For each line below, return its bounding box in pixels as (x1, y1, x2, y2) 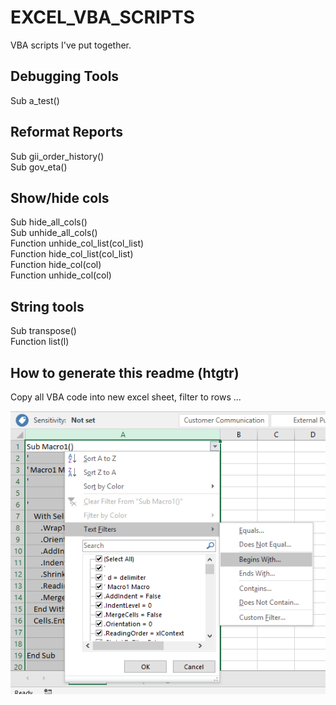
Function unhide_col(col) (10, 269, 112, 281)
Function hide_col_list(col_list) (10, 248, 134, 260)
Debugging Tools (10, 68, 120, 85)
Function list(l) (10, 336, 70, 348)
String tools (10, 298, 85, 315)
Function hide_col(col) (10, 259, 102, 271)
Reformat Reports (10, 124, 123, 141)
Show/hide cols (10, 189, 110, 206)
